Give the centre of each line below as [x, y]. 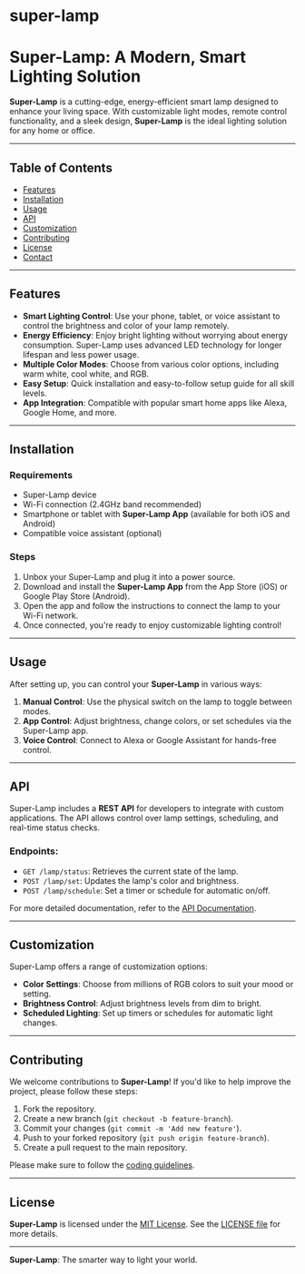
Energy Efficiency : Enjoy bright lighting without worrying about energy [155, 335]
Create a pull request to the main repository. [105, 1148]
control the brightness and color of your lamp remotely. [126, 325]
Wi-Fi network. [50, 615]
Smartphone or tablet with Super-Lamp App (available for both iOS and [156, 514]
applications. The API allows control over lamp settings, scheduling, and [144, 818]
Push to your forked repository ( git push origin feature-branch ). [146, 1138]
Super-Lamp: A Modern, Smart [128, 58]
